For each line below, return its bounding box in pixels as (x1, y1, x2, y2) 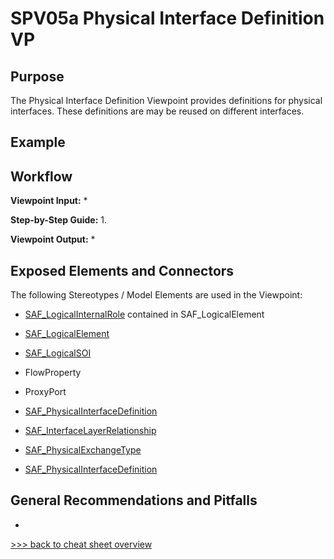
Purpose (10, 68, 65, 85)
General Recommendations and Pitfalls (10, 492, 258, 509)
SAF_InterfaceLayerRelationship (24, 425, 157, 437)
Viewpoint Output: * (10, 233, 96, 246)
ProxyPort (24, 386, 67, 398)
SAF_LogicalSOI (24, 347, 92, 359)
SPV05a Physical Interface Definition (10, 7, 325, 30)
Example (10, 134, 66, 151)
